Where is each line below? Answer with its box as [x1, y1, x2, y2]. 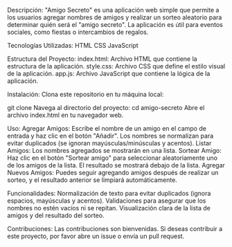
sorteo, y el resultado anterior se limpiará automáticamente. [7, 176, 178, 184]
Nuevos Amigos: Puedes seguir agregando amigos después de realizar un [7, 169, 219, 176]
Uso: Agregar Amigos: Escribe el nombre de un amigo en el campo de [7, 125, 206, 132]
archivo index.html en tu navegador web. [7, 111, 124, 119]
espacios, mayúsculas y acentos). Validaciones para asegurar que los [7, 196, 206, 205]
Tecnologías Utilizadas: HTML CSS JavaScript [7, 42, 139, 49]
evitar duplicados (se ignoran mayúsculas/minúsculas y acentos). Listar [7, 139, 212, 147]
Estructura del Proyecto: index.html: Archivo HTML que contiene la [7, 55, 197, 63]
